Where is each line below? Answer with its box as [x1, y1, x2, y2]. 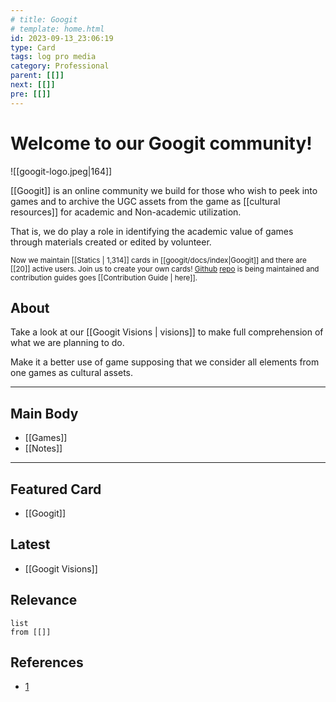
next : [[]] [10, 80, 56, 90]
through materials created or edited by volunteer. [10, 236, 212, 248]
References [10, 654, 84, 671]
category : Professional [10, 61, 110, 71]
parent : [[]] [10, 71, 65, 81]
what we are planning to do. [10, 337, 125, 349]
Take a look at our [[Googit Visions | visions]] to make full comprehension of [10, 326, 324, 338]
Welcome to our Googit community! [10, 132, 313, 155]
